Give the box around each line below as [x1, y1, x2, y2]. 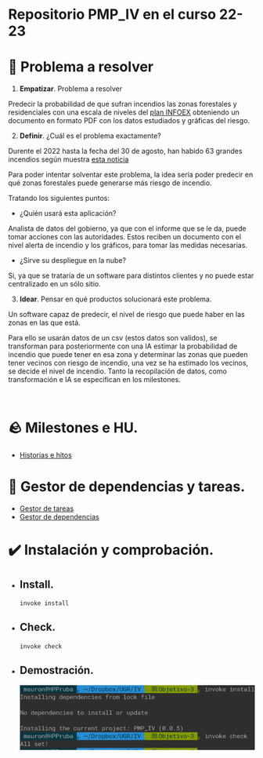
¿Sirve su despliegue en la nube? [19, 256, 127, 265]
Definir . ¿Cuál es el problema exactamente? [19, 131, 162, 140]
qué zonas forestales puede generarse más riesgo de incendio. [8, 178, 213, 188]
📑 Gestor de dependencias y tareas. [8, 478, 246, 496]
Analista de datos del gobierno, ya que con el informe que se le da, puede [8, 224, 247, 233]
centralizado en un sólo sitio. [8, 279, 101, 289]
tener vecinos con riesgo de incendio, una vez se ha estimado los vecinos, [8, 359, 249, 368]
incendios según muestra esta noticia [8, 155, 129, 164]
